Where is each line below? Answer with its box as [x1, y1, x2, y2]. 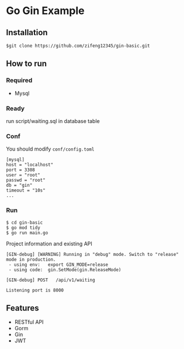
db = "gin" [6, 183, 33, 189]
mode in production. [6, 256, 57, 262]
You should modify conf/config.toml [6, 145, 95, 153]
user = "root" [6, 172, 41, 178]
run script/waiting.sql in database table [6, 117, 100, 124]
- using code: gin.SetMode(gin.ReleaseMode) [8, 266, 121, 273]
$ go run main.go [6, 230, 48, 235]
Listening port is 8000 [6, 287, 64, 293]
